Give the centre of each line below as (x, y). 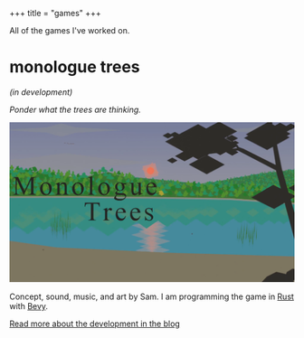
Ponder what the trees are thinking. (76, 109)
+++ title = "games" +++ (55, 13)
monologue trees (75, 67)
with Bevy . (28, 305)
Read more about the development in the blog (95, 324)
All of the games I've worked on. (70, 30)
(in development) (41, 92)
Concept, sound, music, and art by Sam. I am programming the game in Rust (152, 296)
